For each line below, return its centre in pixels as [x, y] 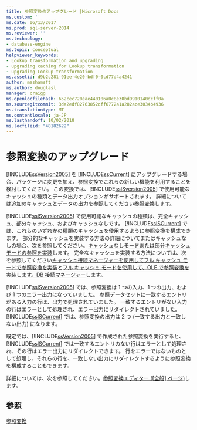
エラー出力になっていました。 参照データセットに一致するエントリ [106, 294]
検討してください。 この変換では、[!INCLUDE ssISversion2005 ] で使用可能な [98, 189]
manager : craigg [26, 93]
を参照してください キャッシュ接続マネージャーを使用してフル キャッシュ [94, 260]
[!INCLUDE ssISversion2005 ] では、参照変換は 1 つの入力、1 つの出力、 [91, 287]
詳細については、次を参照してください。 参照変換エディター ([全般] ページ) [96, 378]
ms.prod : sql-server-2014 [38, 28]
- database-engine [28, 45]
